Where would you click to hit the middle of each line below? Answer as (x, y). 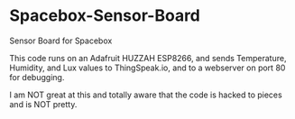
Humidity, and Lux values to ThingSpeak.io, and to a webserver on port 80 (147, 68)
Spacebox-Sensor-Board (105, 16)
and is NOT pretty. (43, 104)
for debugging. (37, 77)
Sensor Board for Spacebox (61, 41)
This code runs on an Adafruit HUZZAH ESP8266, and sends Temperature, (148, 58)
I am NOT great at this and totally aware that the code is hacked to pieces (146, 95)
